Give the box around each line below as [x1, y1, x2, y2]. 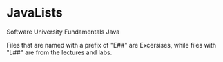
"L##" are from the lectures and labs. [6, 48, 113, 56]
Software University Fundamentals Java [6, 28, 120, 36]
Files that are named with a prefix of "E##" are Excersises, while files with [6, 41, 217, 49]
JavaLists [6, 5, 63, 21]
